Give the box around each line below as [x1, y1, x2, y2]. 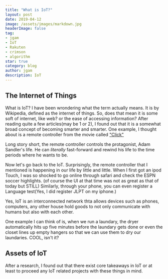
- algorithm [5, 54, 30, 59]
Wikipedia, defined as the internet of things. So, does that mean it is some [5, 110, 158, 116]
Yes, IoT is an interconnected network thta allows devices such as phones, [5, 198, 159, 204]
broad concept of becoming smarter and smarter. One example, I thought [5, 126, 157, 132]
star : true [5, 59, 28, 64]
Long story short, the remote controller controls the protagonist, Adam [5, 141, 150, 147]
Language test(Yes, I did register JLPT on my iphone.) [5, 188, 117, 194]
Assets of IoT [5, 249, 48, 258]
